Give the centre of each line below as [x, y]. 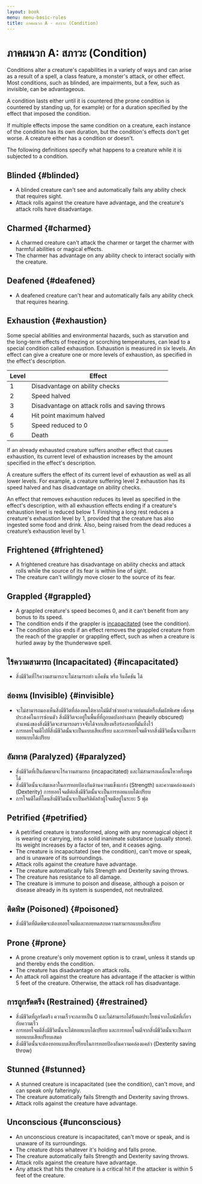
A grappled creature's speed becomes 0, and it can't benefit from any [102, 611]
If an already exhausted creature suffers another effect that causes [90, 450]
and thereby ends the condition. [55, 964]
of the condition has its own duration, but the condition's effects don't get [98, 132]
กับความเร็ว [27, 1023]
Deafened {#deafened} [51, 281]
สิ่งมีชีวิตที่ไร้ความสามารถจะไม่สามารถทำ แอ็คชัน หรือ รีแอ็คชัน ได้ [79, 676]
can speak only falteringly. [48, 1090]
